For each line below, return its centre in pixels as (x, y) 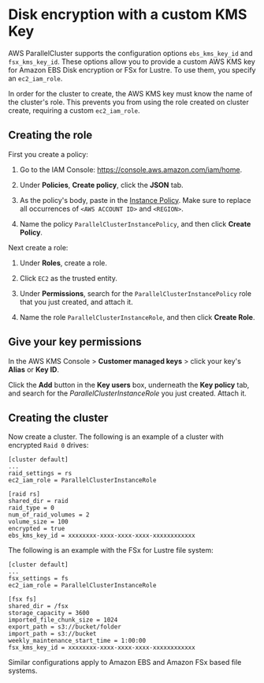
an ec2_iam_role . (35, 78)
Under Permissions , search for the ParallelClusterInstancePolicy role (136, 293)
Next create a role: (38, 247)
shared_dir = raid (38, 501)
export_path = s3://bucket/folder (65, 627)
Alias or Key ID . (33, 370)
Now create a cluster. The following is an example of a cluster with (116, 437)
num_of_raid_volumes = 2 (49, 515)
